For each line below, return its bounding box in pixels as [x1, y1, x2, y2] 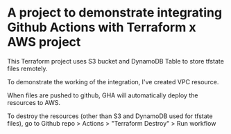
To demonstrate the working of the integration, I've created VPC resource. [7, 77, 219, 86]
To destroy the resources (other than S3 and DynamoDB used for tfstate [7, 112, 213, 120]
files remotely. [7, 64, 48, 73]
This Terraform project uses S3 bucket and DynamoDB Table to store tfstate [7, 57, 224, 65]
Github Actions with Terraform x [7, 19, 196, 35]
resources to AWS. [7, 98, 61, 106]
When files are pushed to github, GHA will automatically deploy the [7, 91, 198, 99]
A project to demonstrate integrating [7, 5, 223, 21]
